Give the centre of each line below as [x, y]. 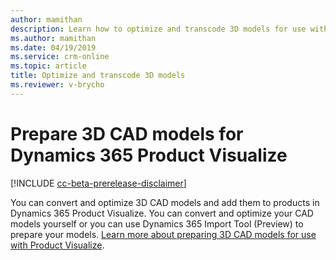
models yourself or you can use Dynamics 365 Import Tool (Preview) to [157, 223]
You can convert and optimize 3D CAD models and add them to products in [165, 202]
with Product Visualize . [57, 245]
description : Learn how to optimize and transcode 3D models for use [158, 29]
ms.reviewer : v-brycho [57, 85]
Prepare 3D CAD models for [127, 133]
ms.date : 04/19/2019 [53, 47]
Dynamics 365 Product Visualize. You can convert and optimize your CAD [162, 213]
